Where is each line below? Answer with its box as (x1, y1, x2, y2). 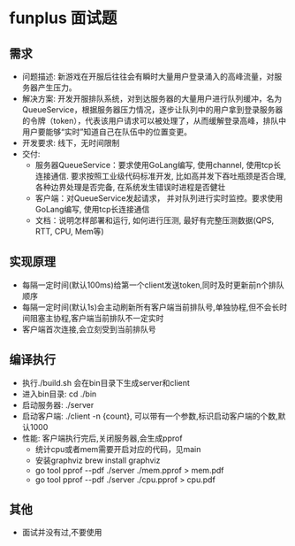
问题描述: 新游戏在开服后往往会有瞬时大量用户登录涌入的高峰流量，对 (21, 72, 275, 81)
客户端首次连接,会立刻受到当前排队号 (21, 324, 156, 335)
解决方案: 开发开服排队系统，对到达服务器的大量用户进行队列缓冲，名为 (21, 94, 283, 104)
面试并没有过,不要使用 (21, 527, 102, 538)
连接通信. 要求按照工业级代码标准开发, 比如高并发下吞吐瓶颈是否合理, (34, 171, 287, 181)
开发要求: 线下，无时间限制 (21, 138, 120, 148)
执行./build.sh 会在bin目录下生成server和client (21, 377, 190, 388)
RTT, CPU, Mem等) (34, 227, 104, 236)
